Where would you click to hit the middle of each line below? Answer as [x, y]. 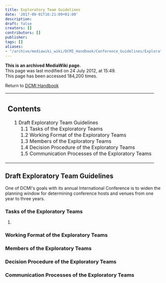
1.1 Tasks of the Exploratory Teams [62, 129]
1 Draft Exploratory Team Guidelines [56, 123]
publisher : [16, 38]
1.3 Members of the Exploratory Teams [66, 141]
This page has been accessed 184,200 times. [51, 76]
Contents [24, 109]
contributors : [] [23, 33]
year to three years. [25, 198]
